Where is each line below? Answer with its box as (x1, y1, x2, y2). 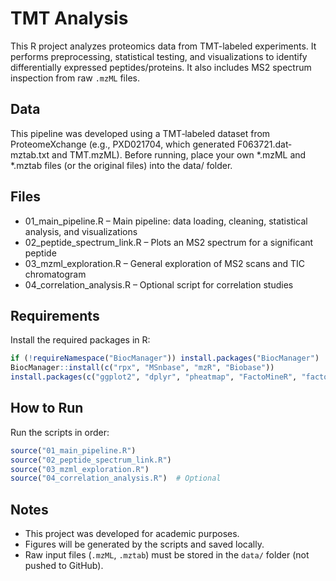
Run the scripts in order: (10, 426, 110, 438)
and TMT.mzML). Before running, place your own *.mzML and (51, 148, 307, 161)
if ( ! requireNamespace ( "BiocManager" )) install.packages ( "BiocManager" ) (10, 353, 320, 364)
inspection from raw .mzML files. (10, 72, 140, 84)
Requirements (10, 307, 100, 324)
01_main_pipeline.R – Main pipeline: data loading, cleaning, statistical (24, 215, 308, 227)
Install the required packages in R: (10, 334, 151, 346)
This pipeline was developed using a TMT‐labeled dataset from (10, 127, 271, 139)
